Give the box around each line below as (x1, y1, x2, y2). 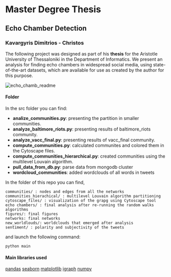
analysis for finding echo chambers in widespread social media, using (5, 61, 152, 67)
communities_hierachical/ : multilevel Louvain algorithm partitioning (5, 194, 161, 199)
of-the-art (5, 67, 27, 73)
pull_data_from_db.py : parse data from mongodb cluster (12, 164, 133, 170)
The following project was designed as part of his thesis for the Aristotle (5, 51, 158, 57)
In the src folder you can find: (5, 106, 67, 112)
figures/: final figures (5, 212, 58, 217)
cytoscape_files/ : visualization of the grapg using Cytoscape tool (5, 198, 157, 204)
